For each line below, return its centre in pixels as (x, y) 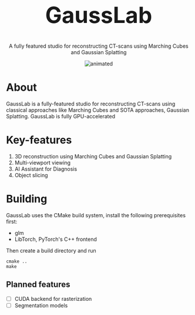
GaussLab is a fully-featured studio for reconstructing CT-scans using (91, 104)
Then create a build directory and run (51, 251)
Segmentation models (41, 305)
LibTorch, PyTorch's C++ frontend (56, 239)
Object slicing (31, 175)
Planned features (38, 285)
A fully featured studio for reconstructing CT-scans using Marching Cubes (99, 46)
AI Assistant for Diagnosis (46, 169)
